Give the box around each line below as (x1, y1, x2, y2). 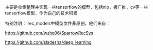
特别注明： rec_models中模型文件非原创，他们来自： (5, 21, 111, 26)
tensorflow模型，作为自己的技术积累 (5, 10, 78, 16)
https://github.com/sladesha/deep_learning (5, 39, 92, 45)
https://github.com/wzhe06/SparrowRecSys (5, 30, 94, 36)
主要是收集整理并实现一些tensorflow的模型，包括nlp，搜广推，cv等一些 (5, 4, 148, 10)
